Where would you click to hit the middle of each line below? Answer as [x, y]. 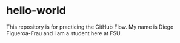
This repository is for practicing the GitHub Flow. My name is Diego [90, 27]
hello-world [36, 10]
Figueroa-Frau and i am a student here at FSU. [64, 33]
